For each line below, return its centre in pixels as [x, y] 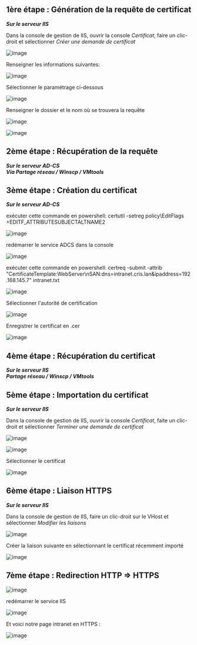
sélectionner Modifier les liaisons [46, 522]
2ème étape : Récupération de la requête [82, 152]
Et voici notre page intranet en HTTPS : [54, 624]
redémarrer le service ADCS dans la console [60, 245]
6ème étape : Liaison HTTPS [59, 491]
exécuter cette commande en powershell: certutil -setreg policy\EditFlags [95, 216]
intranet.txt [46, 280]
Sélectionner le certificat [36, 461]
